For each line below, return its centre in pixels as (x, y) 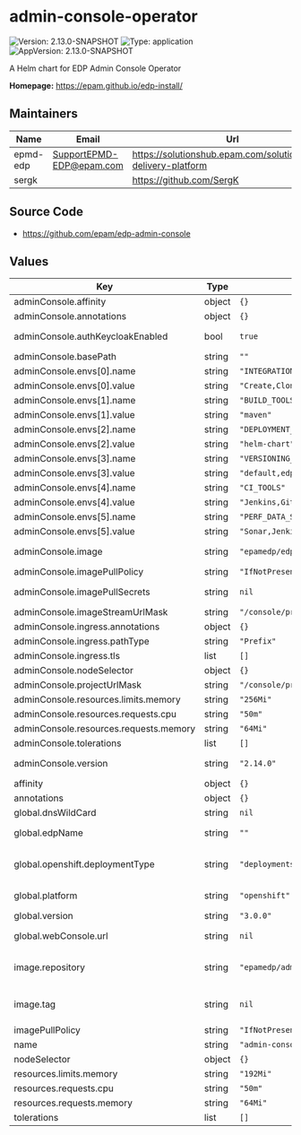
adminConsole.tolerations (68, 743)
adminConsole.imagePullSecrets (82, 592)
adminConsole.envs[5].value (75, 532)
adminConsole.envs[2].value (75, 444)
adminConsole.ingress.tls (67, 656)
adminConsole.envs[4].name (75, 488)
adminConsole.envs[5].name (75, 517)
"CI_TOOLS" (262, 488)
